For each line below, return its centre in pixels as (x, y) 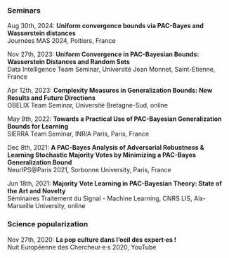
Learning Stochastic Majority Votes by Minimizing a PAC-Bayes (102, 155)
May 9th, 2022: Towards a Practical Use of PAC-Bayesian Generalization (115, 119)
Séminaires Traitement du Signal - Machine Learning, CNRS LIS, (100, 198)
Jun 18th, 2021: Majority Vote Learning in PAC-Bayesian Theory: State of (115, 183)
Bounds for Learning (38, 127)
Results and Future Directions (52, 98)
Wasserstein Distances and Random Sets (68, 62)
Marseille (20, 206)
